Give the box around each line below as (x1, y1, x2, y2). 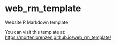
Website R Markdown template (5, 19, 68, 25)
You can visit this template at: (5, 29, 66, 35)
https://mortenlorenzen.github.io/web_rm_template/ (5, 34, 111, 40)
